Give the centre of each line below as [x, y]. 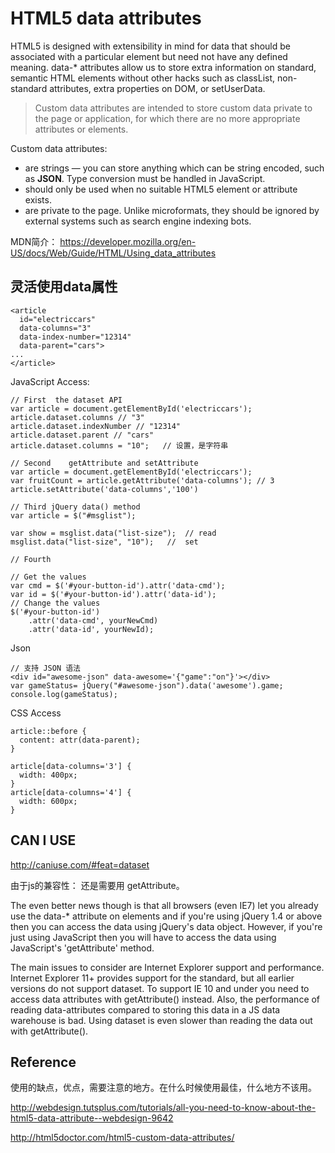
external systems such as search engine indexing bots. [138, 221]
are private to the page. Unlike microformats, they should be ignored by [172, 210]
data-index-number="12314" [75, 337]
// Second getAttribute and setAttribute [104, 463]
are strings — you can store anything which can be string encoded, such [174, 168]
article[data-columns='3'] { [71, 766]
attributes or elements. [81, 129]
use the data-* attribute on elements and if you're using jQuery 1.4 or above [166, 916]
